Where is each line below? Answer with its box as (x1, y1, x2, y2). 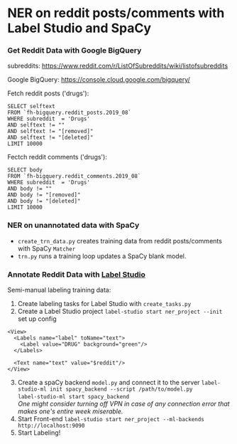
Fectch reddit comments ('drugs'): (7, 153, 108, 162)
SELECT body (7, 166, 43, 174)
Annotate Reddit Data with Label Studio (7, 269, 145, 279)
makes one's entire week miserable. (17, 407, 123, 416)
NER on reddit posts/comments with (7, 5, 225, 21)
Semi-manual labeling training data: (7, 286, 111, 295)
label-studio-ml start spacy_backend (17, 393, 130, 401)
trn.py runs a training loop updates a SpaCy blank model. (17, 251, 187, 260)
